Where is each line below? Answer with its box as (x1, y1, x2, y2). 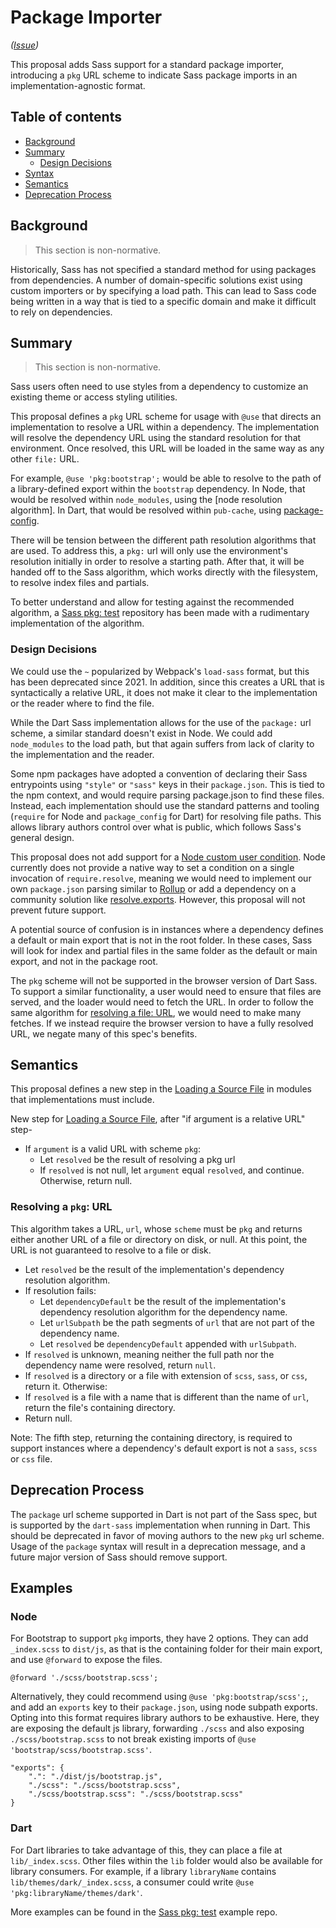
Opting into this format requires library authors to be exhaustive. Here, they (10, 1712, 320, 1724)
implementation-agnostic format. (10, 79, 146, 91)
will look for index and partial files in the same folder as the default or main (10, 944, 318, 956)
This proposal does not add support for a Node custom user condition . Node (10, 851, 326, 863)
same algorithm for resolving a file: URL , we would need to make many (10, 1006, 302, 1018)
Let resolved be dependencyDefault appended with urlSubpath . (39, 1337, 297, 1350)
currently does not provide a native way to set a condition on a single (10, 861, 295, 873)
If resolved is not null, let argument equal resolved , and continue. (39, 1164, 305, 1176)
